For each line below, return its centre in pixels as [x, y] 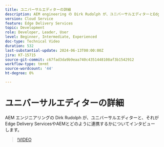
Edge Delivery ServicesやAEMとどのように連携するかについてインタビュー [80, 124]
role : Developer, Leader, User [37, 32]
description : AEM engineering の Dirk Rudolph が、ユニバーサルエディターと [79, 14]
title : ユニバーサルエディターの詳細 [38, 10]
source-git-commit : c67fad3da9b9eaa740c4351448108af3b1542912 [70, 60]
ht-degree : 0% [20, 73]
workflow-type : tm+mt [27, 64]
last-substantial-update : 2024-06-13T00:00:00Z [54, 50]
